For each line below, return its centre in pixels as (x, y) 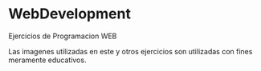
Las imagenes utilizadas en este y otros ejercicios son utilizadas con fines (130, 51)
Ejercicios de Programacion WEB (63, 36)
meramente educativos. (47, 60)
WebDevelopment (69, 14)
